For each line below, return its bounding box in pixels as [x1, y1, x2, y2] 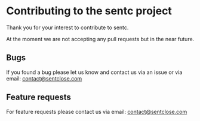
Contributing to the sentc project [6, 4, 172, 18]
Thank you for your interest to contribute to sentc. [6, 24, 129, 31]
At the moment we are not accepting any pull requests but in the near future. [6, 35, 195, 42]
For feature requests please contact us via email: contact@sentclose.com [6, 108, 187, 115]
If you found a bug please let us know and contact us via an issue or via [6, 69, 183, 76]
